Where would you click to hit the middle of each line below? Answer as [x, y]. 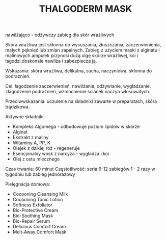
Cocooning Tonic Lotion [38, 200]
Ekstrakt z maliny [31, 138]
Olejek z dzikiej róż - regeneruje [46, 148]
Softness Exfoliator [32, 205]
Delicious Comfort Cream [39, 227]
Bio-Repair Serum [31, 221]
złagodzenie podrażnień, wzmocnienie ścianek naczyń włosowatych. [78, 92]
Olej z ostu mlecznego [36, 159]
